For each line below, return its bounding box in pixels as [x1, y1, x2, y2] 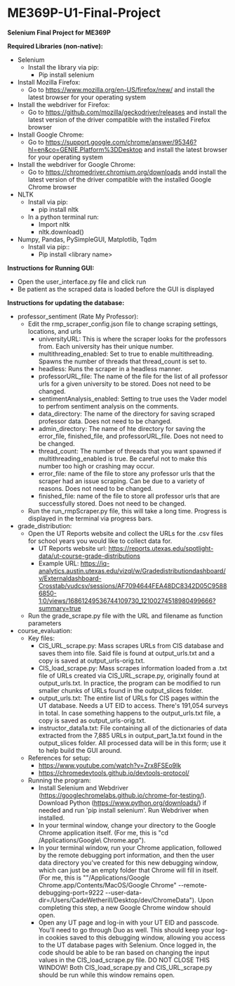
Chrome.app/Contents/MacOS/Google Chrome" [38, 880, 177, 889]
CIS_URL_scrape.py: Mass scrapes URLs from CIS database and [38, 641, 224, 649]
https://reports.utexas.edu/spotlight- [108, 544, 214, 552]
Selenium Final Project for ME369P [7, 28, 111, 37]
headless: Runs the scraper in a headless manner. [38, 364, 182, 373]
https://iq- [80, 558, 110, 568]
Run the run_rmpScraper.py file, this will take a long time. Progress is [27, 506, 227, 515]
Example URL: [38, 558, 79, 568]
